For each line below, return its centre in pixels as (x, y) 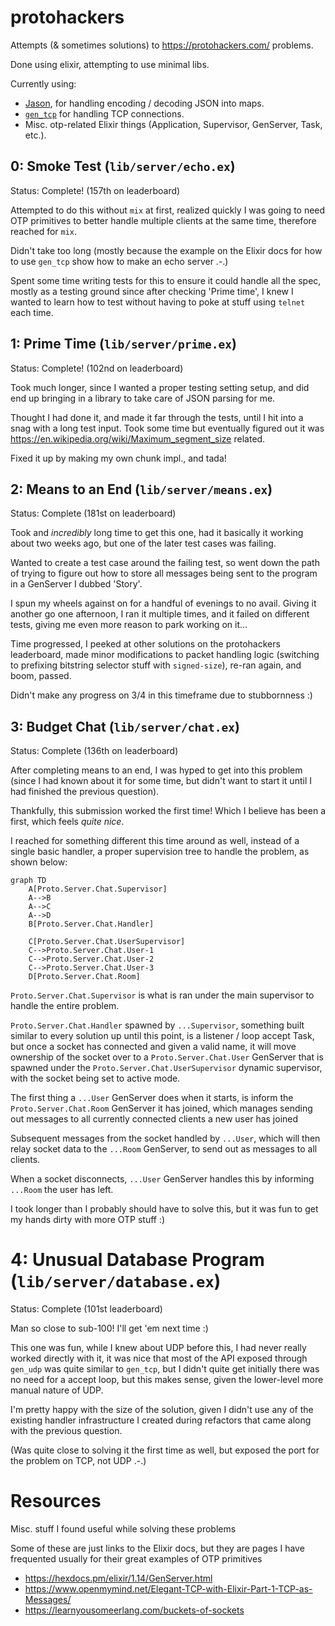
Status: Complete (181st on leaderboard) (93, 513)
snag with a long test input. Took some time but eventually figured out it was (167, 428)
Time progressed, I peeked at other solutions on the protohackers (145, 644)
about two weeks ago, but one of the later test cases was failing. (143, 543)
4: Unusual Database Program (137, 1260)
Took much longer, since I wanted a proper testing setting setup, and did (160, 387)
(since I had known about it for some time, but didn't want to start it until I (161, 781)
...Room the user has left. (62, 1190)
